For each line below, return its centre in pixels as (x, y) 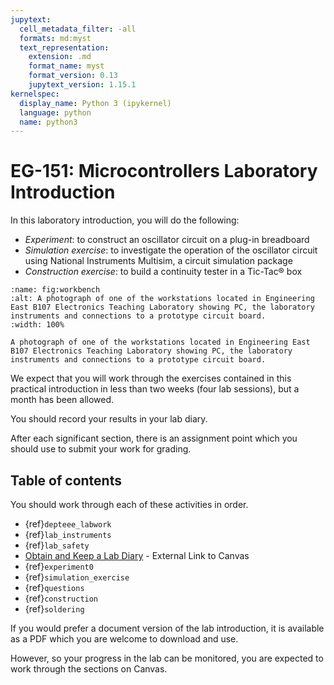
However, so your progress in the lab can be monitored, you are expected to (167, 658)
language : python (55, 112)
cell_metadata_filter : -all (78, 29)
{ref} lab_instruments (68, 534)
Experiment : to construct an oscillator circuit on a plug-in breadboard (167, 240)
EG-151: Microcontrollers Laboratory (164, 171)
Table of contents (66, 480)
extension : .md (60, 57)
